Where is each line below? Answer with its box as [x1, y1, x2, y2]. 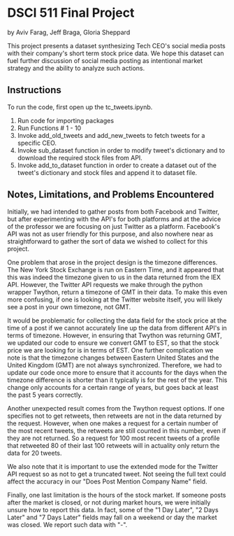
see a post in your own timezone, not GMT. [7, 302, 131, 311]
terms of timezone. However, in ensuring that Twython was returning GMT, [7, 331, 222, 339]
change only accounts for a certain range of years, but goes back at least [7, 383, 219, 391]
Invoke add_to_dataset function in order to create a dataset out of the [17, 161, 217, 169]
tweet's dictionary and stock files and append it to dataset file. [17, 168, 198, 176]
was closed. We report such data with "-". [7, 520, 128, 529]
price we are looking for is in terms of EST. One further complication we [7, 346, 214, 354]
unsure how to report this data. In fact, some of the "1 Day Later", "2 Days [7, 505, 219, 514]
